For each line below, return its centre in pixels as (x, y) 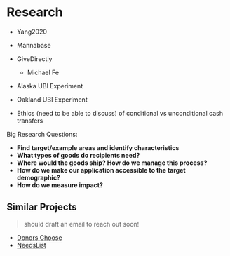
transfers (30, 121)
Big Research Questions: (42, 134)
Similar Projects (42, 207)
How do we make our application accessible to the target (101, 170)
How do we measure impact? (60, 185)
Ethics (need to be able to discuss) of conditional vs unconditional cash (120, 113)
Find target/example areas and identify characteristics (98, 147)
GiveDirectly (34, 59)
